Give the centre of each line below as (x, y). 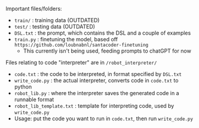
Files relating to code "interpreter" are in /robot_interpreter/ (81, 63)
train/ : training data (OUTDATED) (57, 20)
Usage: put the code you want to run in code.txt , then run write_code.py (104, 118)
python (23, 87)
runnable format (34, 99)
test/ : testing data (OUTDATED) (55, 27)
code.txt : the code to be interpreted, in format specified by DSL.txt (98, 74)
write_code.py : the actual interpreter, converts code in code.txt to (96, 80)
